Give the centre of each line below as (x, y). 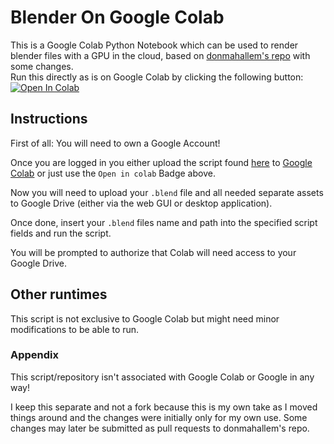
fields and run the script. (61, 233)
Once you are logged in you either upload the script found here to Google (161, 162)
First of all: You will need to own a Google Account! (115, 143)
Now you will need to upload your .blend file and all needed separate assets (167, 192)
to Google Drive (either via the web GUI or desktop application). (141, 203)
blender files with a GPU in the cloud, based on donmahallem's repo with (160, 55)
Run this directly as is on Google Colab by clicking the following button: (157, 77)
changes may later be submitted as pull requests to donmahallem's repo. (160, 428)
